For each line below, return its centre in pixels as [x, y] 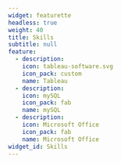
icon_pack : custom [52, 74]
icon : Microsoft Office [61, 125]
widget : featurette [40, 15]
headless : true [33, 23]
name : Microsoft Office [61, 139]
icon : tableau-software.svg [68, 67]
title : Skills [31, 37]
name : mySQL [41, 110]
